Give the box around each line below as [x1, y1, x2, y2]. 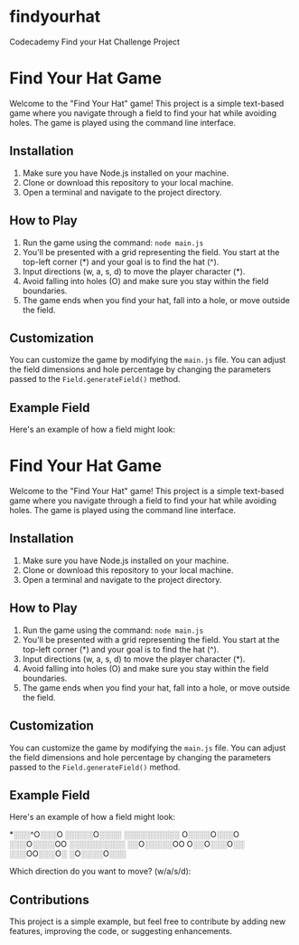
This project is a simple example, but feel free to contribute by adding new [9, 916, 286, 927]
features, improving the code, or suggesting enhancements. [9, 926, 233, 937]
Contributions [9, 892, 89, 907]
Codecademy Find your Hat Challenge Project [9, 36, 181, 47]
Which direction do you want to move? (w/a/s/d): [9, 866, 192, 877]
